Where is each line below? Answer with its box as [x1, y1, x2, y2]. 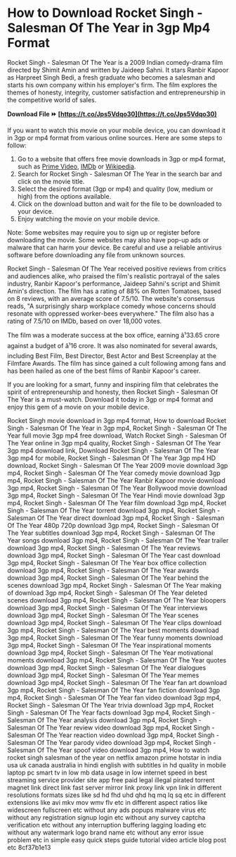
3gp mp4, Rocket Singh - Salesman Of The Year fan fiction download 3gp [7, 686, 221, 694]
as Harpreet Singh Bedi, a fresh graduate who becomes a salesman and [7, 73, 216, 82]
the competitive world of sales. [7, 95, 97, 104]
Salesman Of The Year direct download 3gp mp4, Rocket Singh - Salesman [7, 513, 225, 522]
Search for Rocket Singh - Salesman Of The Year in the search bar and [17, 169, 223, 178]
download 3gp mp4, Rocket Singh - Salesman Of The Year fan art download [7, 678, 227, 686]
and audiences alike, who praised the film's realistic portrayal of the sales [7, 271, 220, 280]
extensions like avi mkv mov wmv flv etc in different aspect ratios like [7, 798, 208, 806]
